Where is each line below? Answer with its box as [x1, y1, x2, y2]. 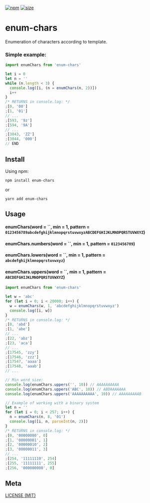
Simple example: [5, 51, 46, 58]
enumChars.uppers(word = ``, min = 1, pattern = [5, 269, 106, 275]
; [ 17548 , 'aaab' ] [5, 364, 41, 369]
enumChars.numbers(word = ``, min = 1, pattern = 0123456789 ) [5, 240, 136, 247]
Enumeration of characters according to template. [5, 38, 108, 44]
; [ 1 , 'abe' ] [5, 327, 30, 332]
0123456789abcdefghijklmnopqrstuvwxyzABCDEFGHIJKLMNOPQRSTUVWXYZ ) [5, 229, 146, 235]
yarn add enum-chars [5, 196, 48, 201]
